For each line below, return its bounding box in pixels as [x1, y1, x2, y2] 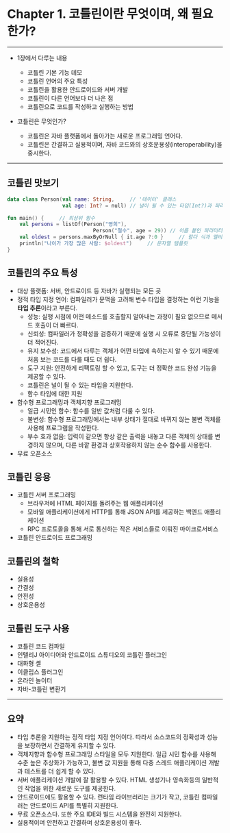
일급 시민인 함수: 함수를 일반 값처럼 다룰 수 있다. [27, 406, 155, 414]
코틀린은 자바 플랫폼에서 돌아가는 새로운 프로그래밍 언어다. [27, 132, 183, 140]
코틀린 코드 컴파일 [16, 642, 65, 650]
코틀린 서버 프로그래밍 [16, 490, 77, 499]
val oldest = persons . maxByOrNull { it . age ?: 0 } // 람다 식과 [19, 234, 210, 240]
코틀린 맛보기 [7, 177, 60, 189]
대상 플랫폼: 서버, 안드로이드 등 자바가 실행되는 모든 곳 [16, 286, 162, 295]
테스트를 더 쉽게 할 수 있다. [24, 767, 96, 775]
